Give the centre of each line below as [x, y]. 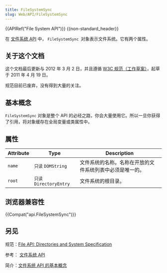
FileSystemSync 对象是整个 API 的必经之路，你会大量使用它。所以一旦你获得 [83, 116]
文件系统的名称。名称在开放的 [115, 162]
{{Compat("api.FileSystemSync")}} [41, 214]
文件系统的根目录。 [102, 181]
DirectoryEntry [52, 184]
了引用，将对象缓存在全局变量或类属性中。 [49, 122]
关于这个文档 [25, 56]
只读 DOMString [50, 166]
